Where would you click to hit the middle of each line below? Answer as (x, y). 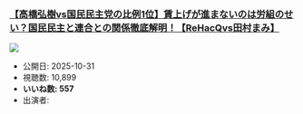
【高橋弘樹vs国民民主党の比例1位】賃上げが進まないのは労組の (147, 14)
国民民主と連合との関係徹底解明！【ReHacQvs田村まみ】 (153, 27)
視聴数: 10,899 (49, 78)
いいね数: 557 (48, 89)
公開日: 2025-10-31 (59, 66)
